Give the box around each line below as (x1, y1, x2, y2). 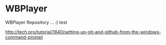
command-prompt (5, 34, 43, 40)
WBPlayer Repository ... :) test (5, 19, 67, 25)
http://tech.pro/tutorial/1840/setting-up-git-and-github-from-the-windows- (5, 29, 161, 35)
